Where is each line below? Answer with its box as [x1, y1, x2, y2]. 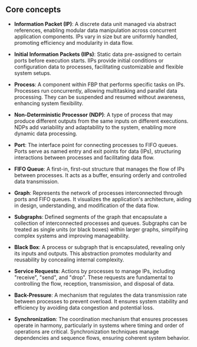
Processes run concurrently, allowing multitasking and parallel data [14, 87, 178, 94]
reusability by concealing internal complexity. [14, 256, 124, 263]
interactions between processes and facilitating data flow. [14, 153, 155, 161]
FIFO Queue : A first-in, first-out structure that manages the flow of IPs [14, 165, 185, 172]
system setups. [14, 69, 51, 76]
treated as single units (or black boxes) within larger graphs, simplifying [14, 225, 188, 233]
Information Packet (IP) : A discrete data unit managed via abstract [14, 20, 176, 27]
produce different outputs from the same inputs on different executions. [14, 117, 189, 125]
